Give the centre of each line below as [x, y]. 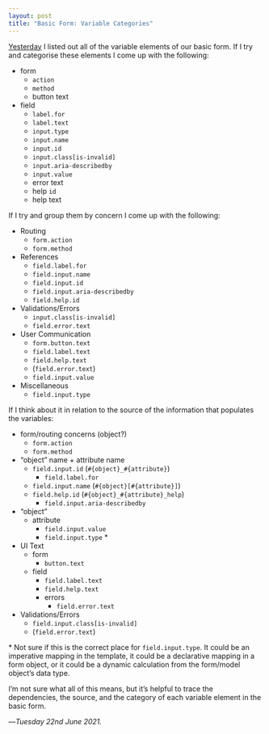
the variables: [31, 418]
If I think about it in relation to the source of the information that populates [131, 410]
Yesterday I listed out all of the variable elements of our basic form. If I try [130, 46]
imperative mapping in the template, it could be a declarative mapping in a [132, 656]
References [39, 256]
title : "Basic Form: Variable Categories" [81, 23]
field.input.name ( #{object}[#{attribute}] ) [106, 485]
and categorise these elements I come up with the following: [109, 55]
